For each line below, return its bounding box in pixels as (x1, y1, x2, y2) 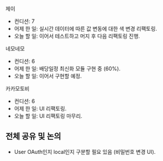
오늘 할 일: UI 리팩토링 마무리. (14, 112, 83, 120)
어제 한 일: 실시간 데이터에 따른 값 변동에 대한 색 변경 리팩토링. (14, 25, 158, 32)
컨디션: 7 (14, 18, 35, 25)
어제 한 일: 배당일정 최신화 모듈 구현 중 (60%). (14, 65, 120, 72)
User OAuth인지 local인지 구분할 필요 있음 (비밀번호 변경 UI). (14, 148, 156, 155)
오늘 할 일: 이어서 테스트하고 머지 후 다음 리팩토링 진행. (14, 33, 140, 40)
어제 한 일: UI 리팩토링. (14, 105, 67, 112)
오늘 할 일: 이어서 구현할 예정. (14, 73, 82, 79)
